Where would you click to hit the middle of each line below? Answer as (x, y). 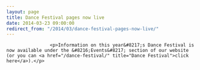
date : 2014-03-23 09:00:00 (40, 23)
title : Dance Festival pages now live (55, 17)
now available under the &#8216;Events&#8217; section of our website (98, 51)
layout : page (23, 12)
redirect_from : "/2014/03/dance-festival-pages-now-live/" (83, 29)
